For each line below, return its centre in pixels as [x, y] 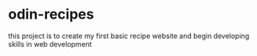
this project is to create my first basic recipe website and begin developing [129, 36]
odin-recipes [51, 14]
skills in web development [50, 44]
